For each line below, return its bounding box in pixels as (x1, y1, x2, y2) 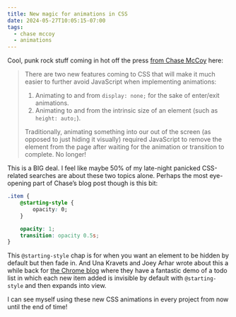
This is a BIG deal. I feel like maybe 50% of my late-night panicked (7, 164, 201, 172)
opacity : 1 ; (20, 225, 55, 233)
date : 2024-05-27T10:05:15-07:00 (7, 17, 106, 24)
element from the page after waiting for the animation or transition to (24, 143, 225, 151)
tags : (7, 23, 23, 30)
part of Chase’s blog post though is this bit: (33, 179, 158, 188)
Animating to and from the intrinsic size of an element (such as (35, 106, 218, 115)
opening (7, 179, 32, 188)
